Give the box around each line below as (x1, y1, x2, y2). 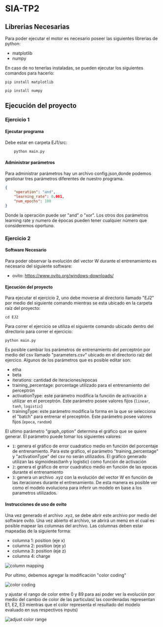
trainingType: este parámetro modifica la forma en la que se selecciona (12, 409, 156, 414)
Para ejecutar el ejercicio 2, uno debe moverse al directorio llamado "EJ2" (5, 295, 154, 301)
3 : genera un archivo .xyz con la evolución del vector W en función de (12, 474, 153, 480)
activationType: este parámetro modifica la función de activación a (12, 393, 147, 399)
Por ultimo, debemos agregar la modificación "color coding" (5, 572, 126, 578)
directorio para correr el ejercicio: (5, 328, 73, 334)
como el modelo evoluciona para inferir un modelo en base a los (12, 485, 142, 491)
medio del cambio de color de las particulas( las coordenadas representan (5, 596, 155, 602)
